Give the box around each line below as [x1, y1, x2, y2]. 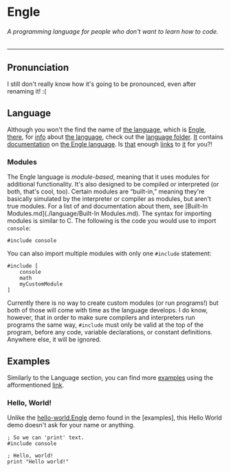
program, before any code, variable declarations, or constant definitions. [7, 328, 213, 336]
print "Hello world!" [7, 458, 69, 465]
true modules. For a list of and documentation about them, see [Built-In [7, 202, 208, 211]
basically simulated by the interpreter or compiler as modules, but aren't [7, 195, 212, 203]
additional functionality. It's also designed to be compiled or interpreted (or [7, 180, 219, 189]
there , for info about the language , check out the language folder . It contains [7, 133, 223, 141]
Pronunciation [7, 61, 69, 73]
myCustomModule [19, 281, 63, 288]
